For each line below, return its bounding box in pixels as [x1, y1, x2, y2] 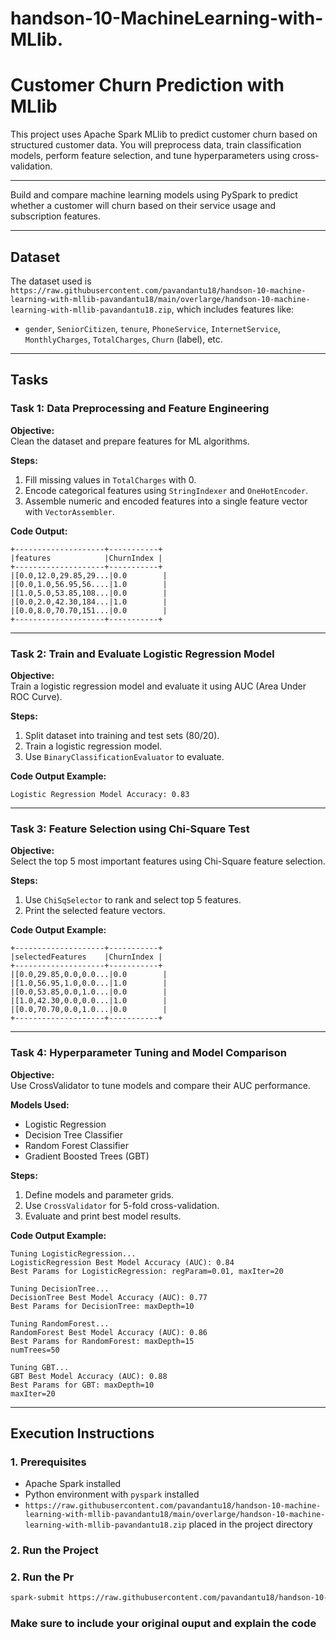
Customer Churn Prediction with [10, 74, 285, 97]
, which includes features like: [171, 303, 295, 315]
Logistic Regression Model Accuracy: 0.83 [10, 789, 190, 799]
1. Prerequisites [10, 1455, 87, 1469]
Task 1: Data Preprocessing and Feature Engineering [10, 402, 270, 416]
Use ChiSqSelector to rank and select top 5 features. [24, 894, 242, 906]
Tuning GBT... [10, 1362, 70, 1372]
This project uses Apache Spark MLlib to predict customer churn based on [10, 128, 318, 141]
